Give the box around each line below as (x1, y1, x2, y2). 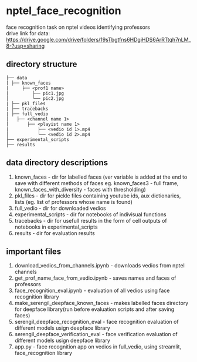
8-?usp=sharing (6, 42, 45, 49)
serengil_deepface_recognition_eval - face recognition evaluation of (14, 319, 179, 326)
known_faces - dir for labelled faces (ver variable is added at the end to (14, 173, 188, 180)
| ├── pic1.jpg (6, 90, 64, 96)
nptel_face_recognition (6, 4, 121, 18)
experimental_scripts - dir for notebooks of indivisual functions (14, 210, 167, 218)
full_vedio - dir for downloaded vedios (14, 205, 107, 212)
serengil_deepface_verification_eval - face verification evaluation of (14, 331, 178, 338)
